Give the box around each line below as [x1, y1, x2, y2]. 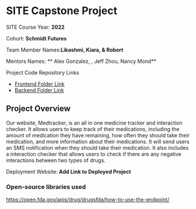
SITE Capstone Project [6, 4, 118, 18]
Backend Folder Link [14, 86, 64, 93]
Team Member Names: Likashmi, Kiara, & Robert [6, 46, 124, 53]
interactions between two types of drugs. [6, 157, 106, 164]
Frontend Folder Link [14, 80, 65, 87]
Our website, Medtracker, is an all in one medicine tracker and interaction [6, 119, 183, 126]
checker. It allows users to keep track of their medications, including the [6, 125, 180, 133]
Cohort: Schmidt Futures [6, 35, 67, 42]
